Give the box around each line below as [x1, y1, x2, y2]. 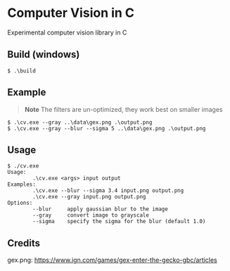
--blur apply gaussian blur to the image [32, 206, 169, 213]
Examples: [7, 181, 37, 188]
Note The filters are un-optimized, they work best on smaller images [24, 105, 223, 113]
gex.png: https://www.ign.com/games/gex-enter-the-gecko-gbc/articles [7, 256, 217, 265]
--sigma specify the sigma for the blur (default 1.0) [32, 218, 206, 225]
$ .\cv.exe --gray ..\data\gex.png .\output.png [7, 118, 153, 126]
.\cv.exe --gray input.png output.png [32, 194, 146, 201]
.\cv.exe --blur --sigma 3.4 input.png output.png [32, 187, 184, 194]
